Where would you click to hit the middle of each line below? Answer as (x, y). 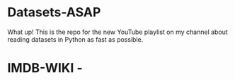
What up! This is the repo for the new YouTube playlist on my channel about (117, 32)
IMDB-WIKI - (45, 68)
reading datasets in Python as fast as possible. (75, 39)
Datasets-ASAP (54, 12)
